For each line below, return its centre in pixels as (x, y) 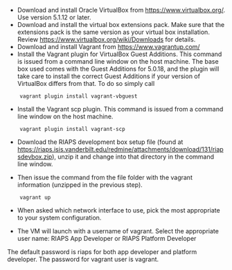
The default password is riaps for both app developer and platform (102, 252)
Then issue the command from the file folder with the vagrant (105, 177)
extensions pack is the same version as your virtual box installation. (113, 32)
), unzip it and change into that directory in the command (133, 156)
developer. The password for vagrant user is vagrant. (83, 259)
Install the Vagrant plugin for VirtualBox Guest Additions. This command (119, 54)
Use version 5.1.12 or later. (54, 17)
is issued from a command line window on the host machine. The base (118, 61)
